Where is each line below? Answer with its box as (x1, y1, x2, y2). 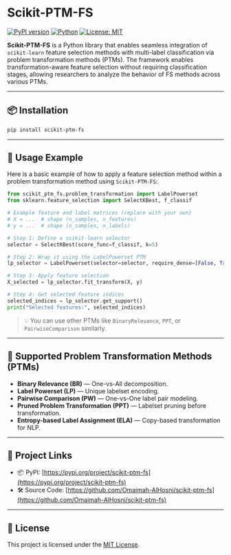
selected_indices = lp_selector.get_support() (7, 297, 143, 304)
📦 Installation (7, 105, 69, 116)
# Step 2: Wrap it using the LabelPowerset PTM (7, 253, 146, 261)
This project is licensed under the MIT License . (7, 541, 140, 549)
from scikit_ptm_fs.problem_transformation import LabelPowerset (7, 191, 198, 197)
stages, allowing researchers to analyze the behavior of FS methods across (7, 70, 221, 78)
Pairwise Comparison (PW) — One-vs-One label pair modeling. (16, 394, 199, 402)
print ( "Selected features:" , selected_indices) (7, 304, 146, 311)
